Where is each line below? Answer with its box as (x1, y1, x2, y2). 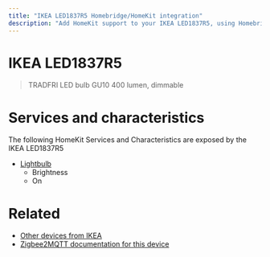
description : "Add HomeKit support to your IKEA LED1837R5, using (8, 19, 235, 27)
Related (8, 204, 60, 222)
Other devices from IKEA (19, 230, 102, 241)
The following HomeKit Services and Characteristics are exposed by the (8, 135, 247, 145)
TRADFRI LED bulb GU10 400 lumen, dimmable (27, 80, 184, 90)
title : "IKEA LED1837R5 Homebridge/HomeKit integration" (8, 11, 203, 20)
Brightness (31, 168, 68, 177)
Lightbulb (19, 159, 52, 169)
